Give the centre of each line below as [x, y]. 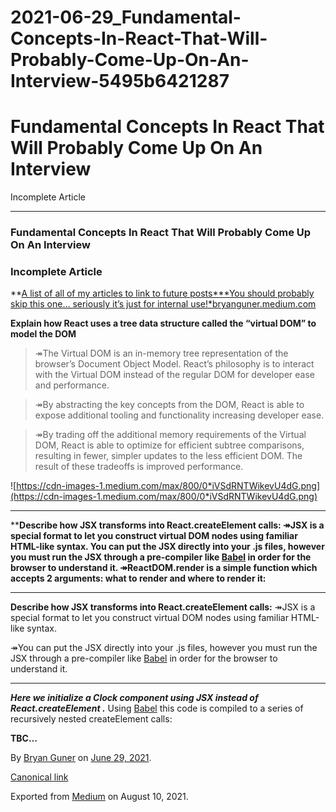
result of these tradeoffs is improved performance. [139, 467]
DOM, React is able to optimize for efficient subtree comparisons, [169, 445]
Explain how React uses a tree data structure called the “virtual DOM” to [163, 323]
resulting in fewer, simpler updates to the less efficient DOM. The [168, 456]
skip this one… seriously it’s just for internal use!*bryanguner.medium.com [163, 304]
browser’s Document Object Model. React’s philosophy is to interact [174, 364]
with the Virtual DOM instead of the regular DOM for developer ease [174, 375]
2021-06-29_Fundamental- [126, 17]
